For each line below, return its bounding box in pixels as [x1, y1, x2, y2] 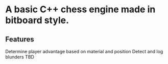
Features [5, 35, 34, 44]
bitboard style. [5, 14, 69, 26]
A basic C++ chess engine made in [5, 4, 156, 15]
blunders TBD [5, 54, 35, 60]
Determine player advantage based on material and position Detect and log [5, 49, 163, 54]
